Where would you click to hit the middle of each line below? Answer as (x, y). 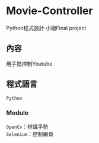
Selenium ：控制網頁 (30, 134)
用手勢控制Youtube (29, 64)
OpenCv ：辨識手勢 (27, 126)
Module (17, 113)
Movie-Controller (49, 11)
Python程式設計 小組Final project (46, 28)
